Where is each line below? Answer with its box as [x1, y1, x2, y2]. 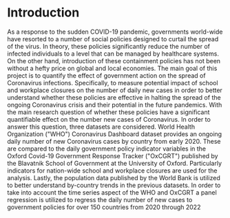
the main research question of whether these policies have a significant [7, 108, 210, 116]
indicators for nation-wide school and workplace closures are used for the [7, 166, 218, 175]
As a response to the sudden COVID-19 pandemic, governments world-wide [7, 28, 223, 36]
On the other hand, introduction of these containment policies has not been [7, 56, 221, 65]
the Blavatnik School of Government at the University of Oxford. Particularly [7, 159, 222, 167]
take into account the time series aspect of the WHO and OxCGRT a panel [7, 188, 217, 197]
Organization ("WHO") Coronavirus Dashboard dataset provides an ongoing [7, 129, 222, 138]
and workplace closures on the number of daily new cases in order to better [7, 86, 222, 94]
